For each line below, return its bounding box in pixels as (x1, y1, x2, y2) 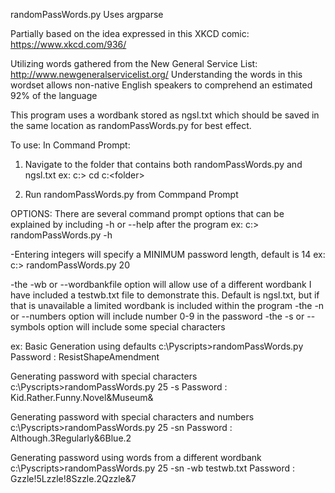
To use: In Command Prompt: (10, 139, 131, 151)
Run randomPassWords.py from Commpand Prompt (24, 189, 239, 200)
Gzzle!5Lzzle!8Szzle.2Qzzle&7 (10, 473, 137, 484)
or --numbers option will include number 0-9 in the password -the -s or (10, 310, 305, 322)
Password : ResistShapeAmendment (10, 351, 160, 363)
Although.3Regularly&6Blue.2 (10, 432, 132, 444)
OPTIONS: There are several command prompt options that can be (10, 208, 285, 219)
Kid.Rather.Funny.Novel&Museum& (10, 392, 154, 403)
